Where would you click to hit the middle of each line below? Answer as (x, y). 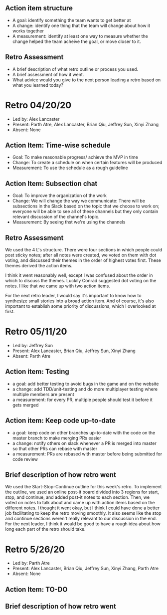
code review (25, 459)
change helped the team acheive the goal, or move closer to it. (77, 41)
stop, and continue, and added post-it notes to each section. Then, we (78, 497)
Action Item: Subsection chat (51, 183)
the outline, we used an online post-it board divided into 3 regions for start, (82, 492)
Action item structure (39, 8)
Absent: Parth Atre (31, 356)
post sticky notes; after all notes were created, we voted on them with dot (81, 255)
